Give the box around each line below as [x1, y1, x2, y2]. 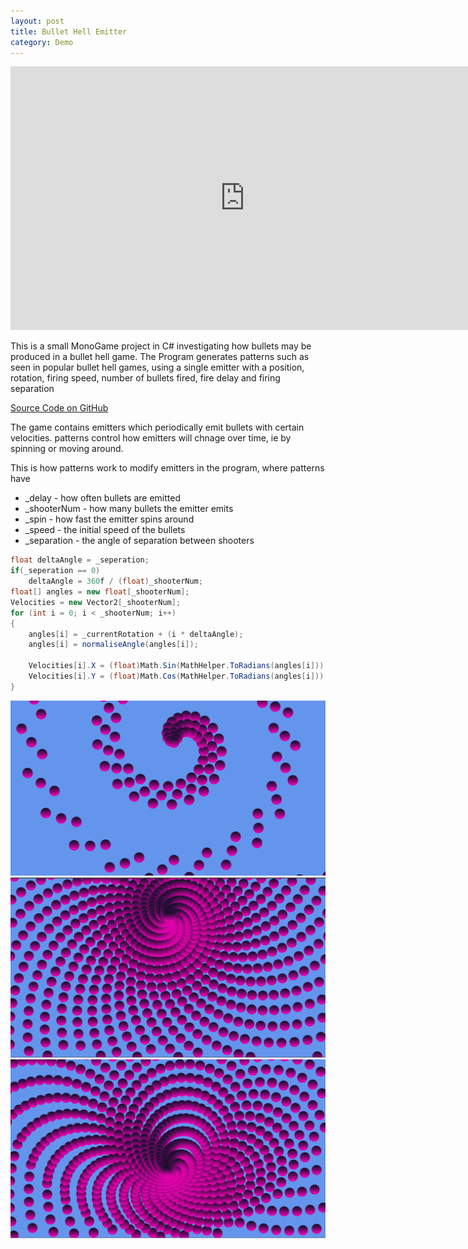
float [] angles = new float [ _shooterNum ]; [10, 587, 190, 597]
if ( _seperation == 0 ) [10, 566, 101, 576]
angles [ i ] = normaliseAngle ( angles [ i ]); [28, 640, 199, 650]
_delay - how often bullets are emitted [24, 492, 182, 504]
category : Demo [10, 37, 74, 47]
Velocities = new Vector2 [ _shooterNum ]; [10, 597, 182, 607]
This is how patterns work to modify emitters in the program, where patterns [10, 462, 325, 474]
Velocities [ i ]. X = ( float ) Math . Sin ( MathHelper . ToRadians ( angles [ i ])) [28, 661, 325, 671]
